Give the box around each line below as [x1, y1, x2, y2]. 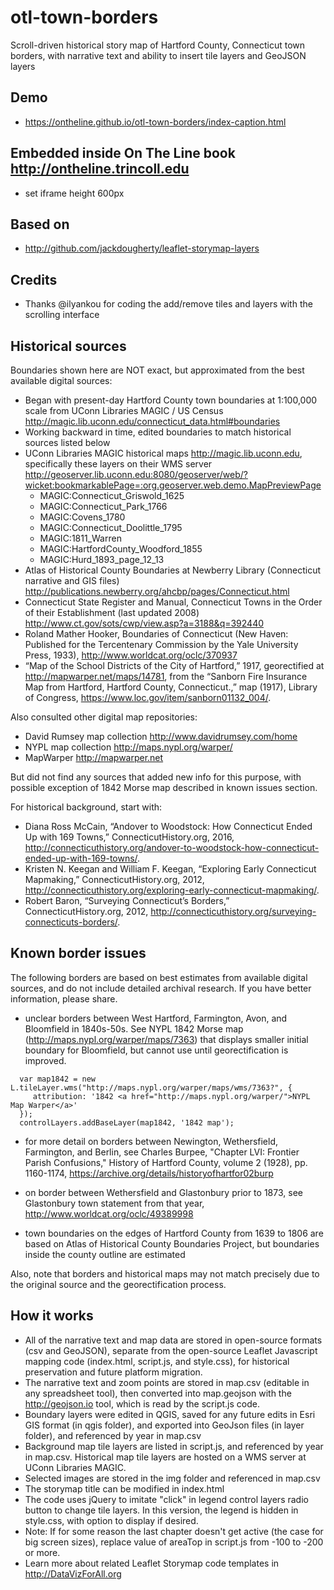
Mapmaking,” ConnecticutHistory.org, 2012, [24, 874, 205, 885]
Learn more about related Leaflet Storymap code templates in [24, 1557, 280, 1569]
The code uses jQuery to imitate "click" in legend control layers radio [24, 1493, 309, 1505]
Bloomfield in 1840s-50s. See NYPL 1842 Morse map [24, 1022, 244, 1035]
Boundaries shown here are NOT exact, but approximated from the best [10, 364, 305, 376]
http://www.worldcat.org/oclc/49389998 [24, 1207, 194, 1220]
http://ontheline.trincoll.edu [10, 161, 190, 178]
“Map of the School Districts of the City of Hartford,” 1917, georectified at [24, 660, 325, 671]
